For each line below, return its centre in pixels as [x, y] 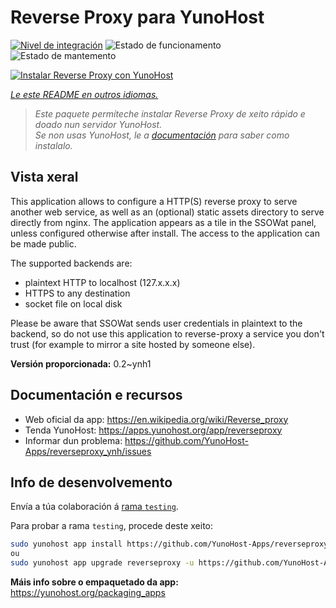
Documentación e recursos [96, 395]
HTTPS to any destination [77, 293]
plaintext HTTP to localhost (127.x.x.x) [102, 282]
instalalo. [53, 145]
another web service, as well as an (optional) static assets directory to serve [167, 212]
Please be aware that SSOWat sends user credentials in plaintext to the [156, 323]
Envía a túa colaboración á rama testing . [94, 507]
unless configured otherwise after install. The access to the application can [165, 233]
